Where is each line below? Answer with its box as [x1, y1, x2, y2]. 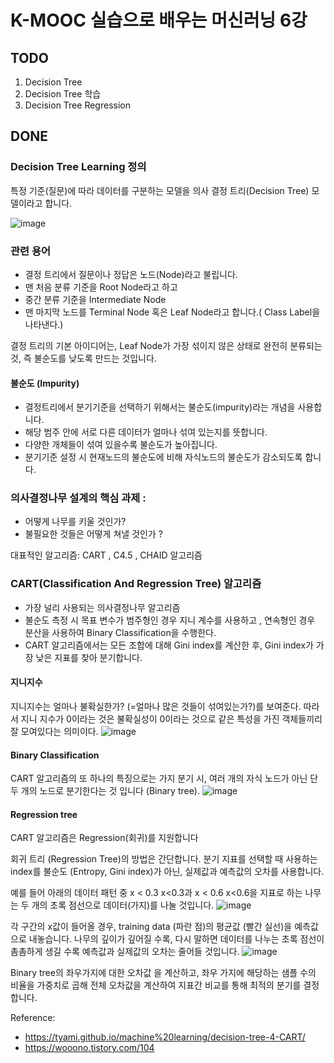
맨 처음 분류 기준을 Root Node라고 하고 [24, 281, 178, 293]
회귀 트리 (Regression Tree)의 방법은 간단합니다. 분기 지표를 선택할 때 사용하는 [10, 853, 318, 865]
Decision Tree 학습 [24, 88, 102, 100]
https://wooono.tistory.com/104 [24, 1042, 155, 1054]
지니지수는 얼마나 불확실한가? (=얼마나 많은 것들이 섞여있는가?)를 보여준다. [10, 700, 302, 712]
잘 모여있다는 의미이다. [10, 725, 99, 737]
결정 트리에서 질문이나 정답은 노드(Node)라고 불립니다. [24, 268, 238, 280]
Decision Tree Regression [24, 99, 131, 111]
